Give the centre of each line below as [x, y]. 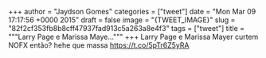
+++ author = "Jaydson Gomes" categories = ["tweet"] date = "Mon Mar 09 [132, 12]
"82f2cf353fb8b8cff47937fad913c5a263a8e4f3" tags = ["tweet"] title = [127, 28]
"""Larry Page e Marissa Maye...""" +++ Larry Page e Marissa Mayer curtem [133, 37]
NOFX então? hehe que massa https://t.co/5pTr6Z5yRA [99, 45]
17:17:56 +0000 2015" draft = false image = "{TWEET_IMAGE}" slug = [122, 20]
